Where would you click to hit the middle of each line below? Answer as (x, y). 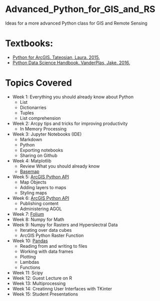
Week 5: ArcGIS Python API (40, 177)
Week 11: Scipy (28, 272)
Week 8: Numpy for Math (38, 219)
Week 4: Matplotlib (32, 161)
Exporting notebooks (41, 150)
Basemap (29, 171)
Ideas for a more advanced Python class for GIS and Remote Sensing (76, 23)
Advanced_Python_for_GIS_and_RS (80, 9)
